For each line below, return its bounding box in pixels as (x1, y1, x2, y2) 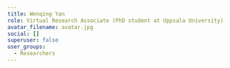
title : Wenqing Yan (7, 10, 65, 18)
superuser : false (7, 37, 59, 44)
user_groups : (7, 43, 46, 50)
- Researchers (13, 50, 55, 57)
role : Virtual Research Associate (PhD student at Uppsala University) (7, 17, 224, 24)
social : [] (7, 30, 40, 38)
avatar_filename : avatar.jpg (7, 23, 94, 30)
